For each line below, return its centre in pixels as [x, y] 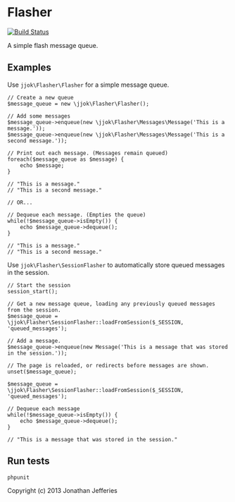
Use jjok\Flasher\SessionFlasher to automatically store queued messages [116, 264]
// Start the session [39, 285]
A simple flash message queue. [53, 45]
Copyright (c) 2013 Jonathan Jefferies [62, 490]
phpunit [19, 477]
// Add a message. [34, 341]
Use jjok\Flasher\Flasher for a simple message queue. [88, 85]
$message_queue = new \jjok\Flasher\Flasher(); [78, 104]
